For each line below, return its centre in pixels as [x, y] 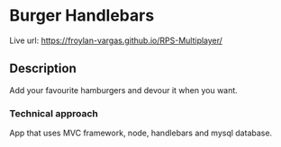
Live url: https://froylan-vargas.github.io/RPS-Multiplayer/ [116, 40]
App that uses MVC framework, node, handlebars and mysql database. [141, 133]
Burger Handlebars [82, 16]
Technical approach [54, 113]
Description [43, 69]
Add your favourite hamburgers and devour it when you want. [124, 90]
